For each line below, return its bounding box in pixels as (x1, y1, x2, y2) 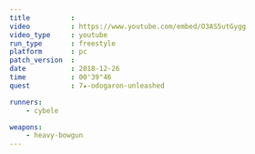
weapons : (9, 122, 43, 132)
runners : (9, 98, 43, 107)
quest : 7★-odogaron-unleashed (9, 81, 166, 90)
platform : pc (9, 47, 88, 56)
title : (9, 13, 76, 23)
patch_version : (9, 56, 76, 65)
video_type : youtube (9, 30, 107, 39)
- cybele (25, 106, 59, 115)
